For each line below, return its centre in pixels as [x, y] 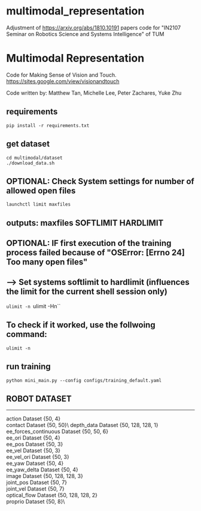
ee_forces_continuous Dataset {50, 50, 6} [57, 432]
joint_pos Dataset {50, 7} [37, 483]
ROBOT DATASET [39, 399]
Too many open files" [47, 262]
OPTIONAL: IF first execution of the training [89, 243]
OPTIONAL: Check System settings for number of [100, 181]
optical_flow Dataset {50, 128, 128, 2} [52, 495]
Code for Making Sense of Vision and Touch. [61, 75]
